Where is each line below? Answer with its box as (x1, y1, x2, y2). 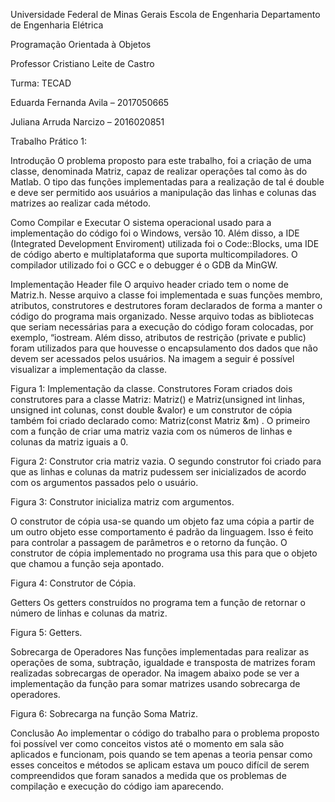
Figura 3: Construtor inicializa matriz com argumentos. (10, 496, 235, 508)
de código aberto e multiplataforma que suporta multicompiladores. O (10, 249, 298, 260)
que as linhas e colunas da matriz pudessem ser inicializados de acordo (10, 466, 307, 478)
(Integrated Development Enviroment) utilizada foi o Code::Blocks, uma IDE (10, 238, 320, 249)
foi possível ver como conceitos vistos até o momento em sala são (10, 738, 285, 749)
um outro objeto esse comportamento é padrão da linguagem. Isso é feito (10, 526, 314, 538)
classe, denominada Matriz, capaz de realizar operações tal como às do (10, 165, 308, 177)
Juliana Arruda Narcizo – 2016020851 (10, 116, 165, 128)
